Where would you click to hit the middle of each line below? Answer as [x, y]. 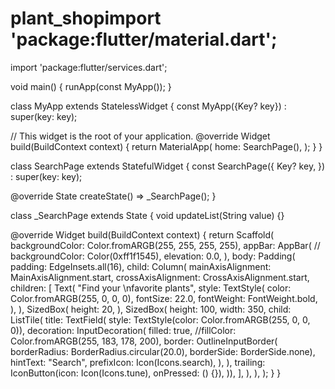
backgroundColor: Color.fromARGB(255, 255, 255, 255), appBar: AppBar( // [165, 245]
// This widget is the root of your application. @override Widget [140, 136]
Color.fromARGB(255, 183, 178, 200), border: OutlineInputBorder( [144, 341]
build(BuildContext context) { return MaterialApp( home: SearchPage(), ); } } [166, 146]
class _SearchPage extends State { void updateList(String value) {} [147, 215]
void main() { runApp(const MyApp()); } [91, 86]
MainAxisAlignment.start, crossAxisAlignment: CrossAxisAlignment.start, [160, 277]
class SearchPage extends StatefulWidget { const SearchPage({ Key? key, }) [168, 166]
